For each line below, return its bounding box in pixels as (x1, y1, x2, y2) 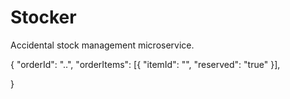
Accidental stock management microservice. (10, 39, 195, 51)
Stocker (10, 6, 77, 29)
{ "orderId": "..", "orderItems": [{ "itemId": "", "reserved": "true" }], (10, 58, 281, 70)
